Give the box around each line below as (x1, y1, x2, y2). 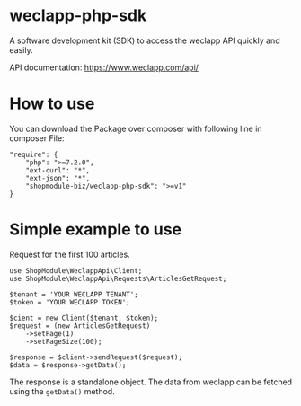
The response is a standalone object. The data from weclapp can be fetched (9, 376, 293, 387)
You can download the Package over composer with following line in (9, 123, 262, 134)
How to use (9, 93, 95, 114)
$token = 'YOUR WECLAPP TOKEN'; (9, 297, 130, 306)
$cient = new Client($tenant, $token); (9, 313, 159, 322)
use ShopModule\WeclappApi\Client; (9, 266, 143, 275)
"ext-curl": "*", (25, 165, 91, 175)
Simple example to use (9, 219, 182, 240)
